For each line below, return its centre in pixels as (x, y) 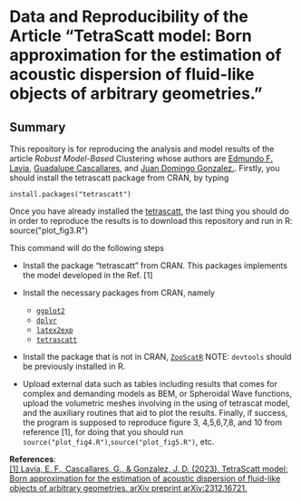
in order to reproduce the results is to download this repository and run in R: (151, 221)
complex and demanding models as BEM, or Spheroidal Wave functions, (157, 393)
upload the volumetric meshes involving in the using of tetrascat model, (156, 403)
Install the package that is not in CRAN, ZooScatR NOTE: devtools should (157, 357)
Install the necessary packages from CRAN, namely (119, 293)
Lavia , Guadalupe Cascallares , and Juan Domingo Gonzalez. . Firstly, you (145, 168)
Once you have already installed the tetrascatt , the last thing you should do (150, 211)
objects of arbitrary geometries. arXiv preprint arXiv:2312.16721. (128, 488)
